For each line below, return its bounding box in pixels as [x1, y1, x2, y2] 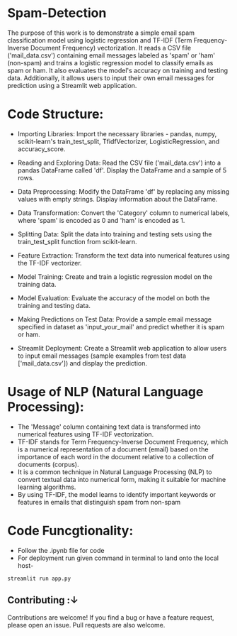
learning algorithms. [17, 483, 76, 491]
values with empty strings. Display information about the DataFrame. [17, 194, 218, 203]
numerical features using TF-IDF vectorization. [17, 429, 154, 438]
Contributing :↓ [7, 594, 79, 606]
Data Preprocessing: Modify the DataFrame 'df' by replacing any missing [17, 187, 230, 196]
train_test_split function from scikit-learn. [17, 237, 137, 246]
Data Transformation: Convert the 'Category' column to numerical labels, [17, 208, 230, 217]
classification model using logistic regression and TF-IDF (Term [7, 35, 192, 44]
